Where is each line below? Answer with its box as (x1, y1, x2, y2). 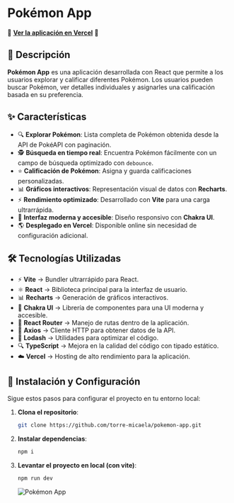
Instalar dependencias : (17, 434, 87, 443)
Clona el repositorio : (17, 408, 79, 417)
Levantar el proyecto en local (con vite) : (17, 460, 136, 469)
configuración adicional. (17, 231, 88, 239)
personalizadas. (17, 176, 64, 185)
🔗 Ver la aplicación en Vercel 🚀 (7, 28, 99, 37)
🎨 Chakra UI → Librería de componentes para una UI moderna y (17, 303, 204, 312)
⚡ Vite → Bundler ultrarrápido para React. (17, 275, 139, 284)
